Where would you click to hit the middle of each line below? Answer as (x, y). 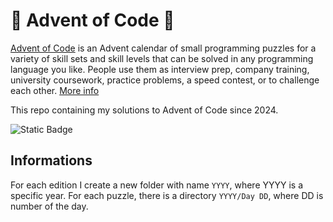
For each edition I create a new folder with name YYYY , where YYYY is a (157, 185)
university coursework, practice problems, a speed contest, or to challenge (165, 80)
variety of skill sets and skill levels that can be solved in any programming (162, 58)
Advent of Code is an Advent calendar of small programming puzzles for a (163, 48)
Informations (51, 160)
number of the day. (49, 206)
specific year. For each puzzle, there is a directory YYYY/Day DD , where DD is (167, 195)
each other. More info (55, 90)
